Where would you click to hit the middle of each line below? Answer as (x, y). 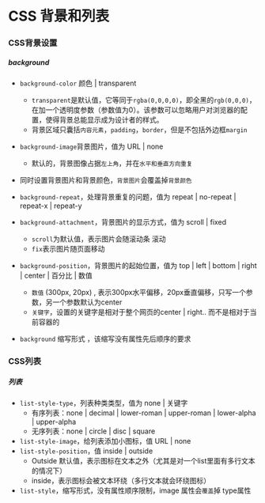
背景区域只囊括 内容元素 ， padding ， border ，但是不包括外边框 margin (139, 130)
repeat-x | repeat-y (51, 206)
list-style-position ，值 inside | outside (86, 451)
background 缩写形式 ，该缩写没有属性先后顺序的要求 (105, 339)
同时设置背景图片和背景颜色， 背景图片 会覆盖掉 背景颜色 (106, 180)
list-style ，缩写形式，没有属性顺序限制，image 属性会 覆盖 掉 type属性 (135, 490)
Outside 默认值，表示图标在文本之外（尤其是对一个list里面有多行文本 (143, 460)
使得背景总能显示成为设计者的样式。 (104, 120)
